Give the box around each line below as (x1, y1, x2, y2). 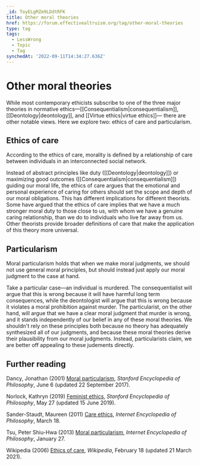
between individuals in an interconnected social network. (6, 158, 147, 165)
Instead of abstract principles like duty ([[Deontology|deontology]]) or (6, 169, 178, 177)
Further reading (6, 359, 66, 369)
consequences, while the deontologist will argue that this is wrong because (6, 297, 192, 304)
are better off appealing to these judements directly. (6, 342, 135, 349)
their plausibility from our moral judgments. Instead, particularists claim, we (6, 335, 192, 342)
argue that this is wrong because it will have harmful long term (6, 291, 160, 298)
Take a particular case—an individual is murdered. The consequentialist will (6, 284, 193, 291)
